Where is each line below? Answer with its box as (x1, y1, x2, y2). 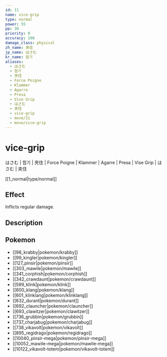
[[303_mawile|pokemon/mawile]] (12, 265, 81, 271)
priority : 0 (5, 31, 30, 36)
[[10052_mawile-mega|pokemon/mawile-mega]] (12, 340, 113, 346)
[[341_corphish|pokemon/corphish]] (12, 271, 88, 277)
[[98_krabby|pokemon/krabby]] (12, 249, 78, 255)
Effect (5, 190, 25, 199)
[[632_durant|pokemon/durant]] (12, 297, 79, 303)
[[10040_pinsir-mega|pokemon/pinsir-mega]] (12, 335, 107, 341)
